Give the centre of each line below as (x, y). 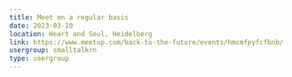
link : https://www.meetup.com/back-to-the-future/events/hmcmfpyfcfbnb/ (146, 42)
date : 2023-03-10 (41, 26)
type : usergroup (39, 58)
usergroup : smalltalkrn (53, 50)
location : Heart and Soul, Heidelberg (81, 34)
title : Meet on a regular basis (69, 17)
